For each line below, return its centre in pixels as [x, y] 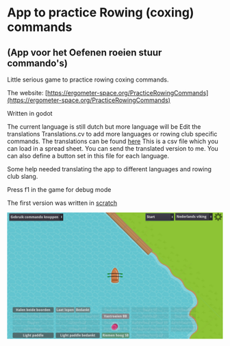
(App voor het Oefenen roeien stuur [85, 52]
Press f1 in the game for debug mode [59, 189]
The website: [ [27, 93]
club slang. [23, 176]
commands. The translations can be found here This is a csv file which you [113, 141]
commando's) [38, 63]
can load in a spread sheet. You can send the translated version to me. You [113, 148]
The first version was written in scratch [62, 203]
